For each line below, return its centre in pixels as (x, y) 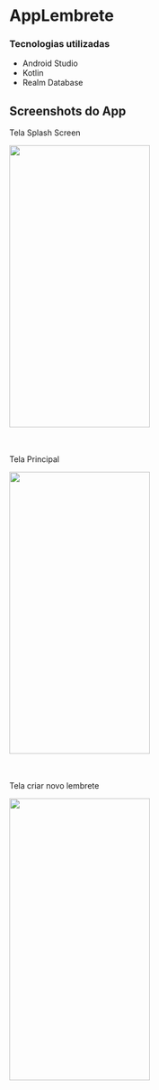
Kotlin (33, 73)
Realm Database (53, 83)
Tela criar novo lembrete (54, 786)
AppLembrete (62, 16)
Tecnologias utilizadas (60, 44)
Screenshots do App (68, 111)
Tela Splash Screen (45, 133)
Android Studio (50, 63)
